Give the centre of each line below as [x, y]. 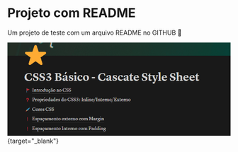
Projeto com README [72, 13]
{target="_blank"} [33, 141]
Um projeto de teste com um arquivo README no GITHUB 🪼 [95, 33]
